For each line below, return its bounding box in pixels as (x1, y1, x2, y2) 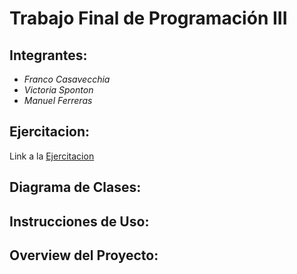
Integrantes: (9, 47, 88, 64)
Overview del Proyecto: (9, 247, 159, 264)
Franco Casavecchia (23, 73, 111, 85)
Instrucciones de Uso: (9, 213, 150, 230)
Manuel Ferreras (23, 95, 93, 106)
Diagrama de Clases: (9, 179, 142, 196)
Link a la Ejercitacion (9, 150, 95, 162)
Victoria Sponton (23, 84, 94, 96)
